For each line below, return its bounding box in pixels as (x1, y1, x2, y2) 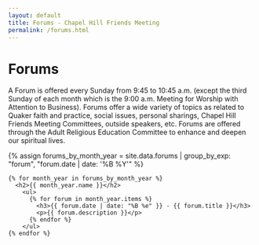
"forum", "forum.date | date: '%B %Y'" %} (8, 159, 144, 169)
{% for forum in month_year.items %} (28, 196, 153, 203)
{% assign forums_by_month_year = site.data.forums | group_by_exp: (8, 151, 232, 161)
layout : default (8, 11, 61, 20)
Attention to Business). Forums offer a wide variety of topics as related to (8, 103, 245, 112)
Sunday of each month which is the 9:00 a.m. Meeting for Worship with (8, 94, 239, 104)
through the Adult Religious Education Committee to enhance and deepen (8, 127, 246, 137)
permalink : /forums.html (8, 26, 89, 34)
